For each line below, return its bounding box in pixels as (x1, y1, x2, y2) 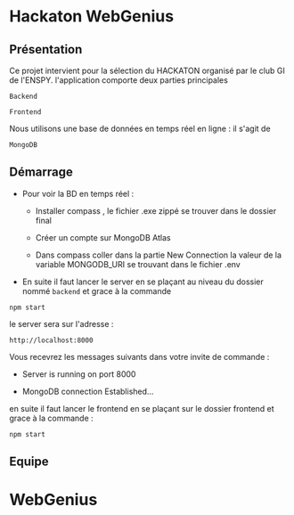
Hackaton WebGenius (9, 6, 175, 27)
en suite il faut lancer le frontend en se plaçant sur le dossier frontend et (9, 403, 274, 413)
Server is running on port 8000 (21, 368, 136, 380)
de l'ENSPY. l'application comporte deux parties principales (9, 75, 229, 86)
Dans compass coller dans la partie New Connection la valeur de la (35, 249, 282, 260)
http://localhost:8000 (9, 336, 94, 345)
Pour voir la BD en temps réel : (21, 188, 135, 199)
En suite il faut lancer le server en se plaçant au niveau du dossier (21, 276, 265, 287)
